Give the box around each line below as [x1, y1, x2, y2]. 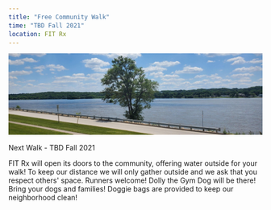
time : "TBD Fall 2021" [8, 21, 85, 30]
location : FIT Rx [8, 30, 67, 38]
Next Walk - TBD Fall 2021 [8, 142, 95, 152]
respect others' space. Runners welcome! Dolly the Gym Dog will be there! [8, 175, 256, 185]
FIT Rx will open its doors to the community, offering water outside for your [8, 158, 258, 168]
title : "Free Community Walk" [8, 13, 110, 21]
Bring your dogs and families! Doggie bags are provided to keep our [8, 183, 234, 193]
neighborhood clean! [8, 192, 78, 202]
